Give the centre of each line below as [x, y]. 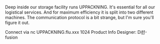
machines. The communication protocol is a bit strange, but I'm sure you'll [80, 17]
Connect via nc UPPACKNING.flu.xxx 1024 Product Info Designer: [71, 32]
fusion [11, 37]
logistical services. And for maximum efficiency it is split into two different [79, 12]
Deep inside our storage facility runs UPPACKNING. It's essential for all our [80, 7]
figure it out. [17, 22]
